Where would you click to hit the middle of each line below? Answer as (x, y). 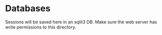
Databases (28, 9)
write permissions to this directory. (40, 27)
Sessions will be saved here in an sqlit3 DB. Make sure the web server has (81, 22)
